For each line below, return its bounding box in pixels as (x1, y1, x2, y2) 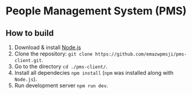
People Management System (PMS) (5, 4, 187, 18)
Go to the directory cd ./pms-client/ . (14, 63, 108, 70)
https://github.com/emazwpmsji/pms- (94, 51, 187, 57)
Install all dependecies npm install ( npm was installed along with (14, 69, 174, 76)
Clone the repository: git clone (14, 50, 93, 57)
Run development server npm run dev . (14, 82, 108, 89)
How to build (5, 28, 54, 38)
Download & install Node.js (14, 44, 81, 51)
